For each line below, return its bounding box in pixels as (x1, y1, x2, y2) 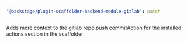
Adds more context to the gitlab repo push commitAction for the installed (6, 24, 182, 31)
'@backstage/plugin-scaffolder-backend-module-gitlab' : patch (6, 8, 161, 14)
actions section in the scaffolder (6, 30, 84, 37)
